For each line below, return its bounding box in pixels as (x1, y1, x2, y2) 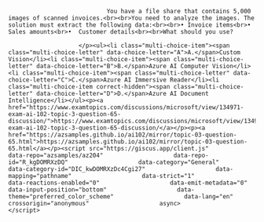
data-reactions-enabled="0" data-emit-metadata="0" (8, 179, 247, 187)
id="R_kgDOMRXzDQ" (8, 158, 68, 166)
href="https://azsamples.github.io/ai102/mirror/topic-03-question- (8, 131, 237, 139)
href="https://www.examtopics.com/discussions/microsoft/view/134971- (8, 104, 244, 111)
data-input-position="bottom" (8, 186, 108, 194)
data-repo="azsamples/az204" (8, 151, 104, 159)
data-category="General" (137, 158, 220, 166)
